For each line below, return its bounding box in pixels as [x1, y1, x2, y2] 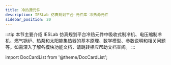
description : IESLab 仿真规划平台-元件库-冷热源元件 [5, 12, 108, 17]
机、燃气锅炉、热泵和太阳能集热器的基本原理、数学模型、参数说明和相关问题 [5, 38, 166, 44]
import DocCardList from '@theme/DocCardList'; [5, 54, 108, 60]
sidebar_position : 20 [5, 17, 51, 22]
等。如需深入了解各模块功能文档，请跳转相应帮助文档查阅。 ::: [5, 44, 136, 50]
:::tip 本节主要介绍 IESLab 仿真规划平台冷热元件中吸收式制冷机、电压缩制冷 [5, 31, 162, 38]
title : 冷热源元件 [5, 7, 41, 13]
